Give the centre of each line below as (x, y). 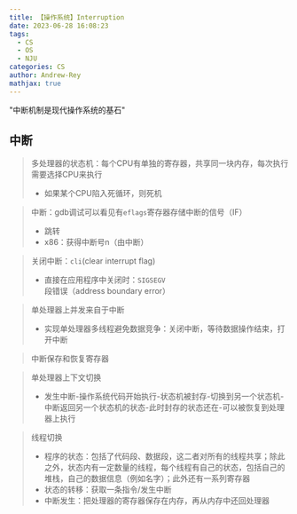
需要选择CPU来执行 (66, 175)
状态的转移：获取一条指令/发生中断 (108, 490)
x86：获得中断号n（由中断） (96, 242)
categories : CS (37, 67)
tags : (19, 34)
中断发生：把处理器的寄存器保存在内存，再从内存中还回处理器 (157, 501)
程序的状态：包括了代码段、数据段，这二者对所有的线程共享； (157, 456)
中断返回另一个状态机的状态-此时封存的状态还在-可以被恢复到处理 (164, 407)
